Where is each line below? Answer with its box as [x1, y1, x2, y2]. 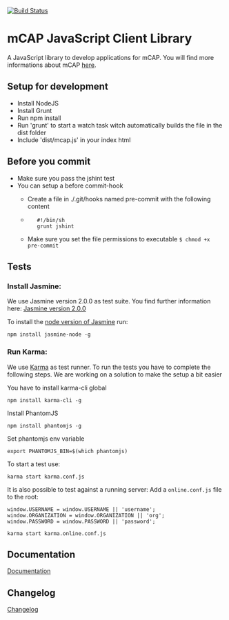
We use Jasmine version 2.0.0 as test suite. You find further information [7, 297, 211, 306]
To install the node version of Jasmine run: [7, 318, 128, 326]
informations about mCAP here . [7, 61, 97, 69]
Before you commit [7, 156, 91, 168]
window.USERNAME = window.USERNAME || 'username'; [7, 506, 156, 513]
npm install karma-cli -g [7, 397, 81, 403]
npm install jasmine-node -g [7, 331, 91, 338]
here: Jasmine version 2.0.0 [7, 304, 86, 313]
